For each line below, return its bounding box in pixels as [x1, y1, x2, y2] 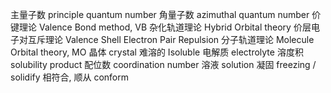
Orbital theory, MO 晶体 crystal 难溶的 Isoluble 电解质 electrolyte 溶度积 [10, 46, 304, 58]
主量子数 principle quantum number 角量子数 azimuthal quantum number [10, 9, 310, 20]
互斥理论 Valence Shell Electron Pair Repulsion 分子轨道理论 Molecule [27, 34, 315, 45]
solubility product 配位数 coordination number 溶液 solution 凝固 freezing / [10, 59, 317, 70]
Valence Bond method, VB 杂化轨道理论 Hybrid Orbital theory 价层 [38, 21, 312, 33]
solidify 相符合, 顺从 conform [10, 71, 130, 83]
